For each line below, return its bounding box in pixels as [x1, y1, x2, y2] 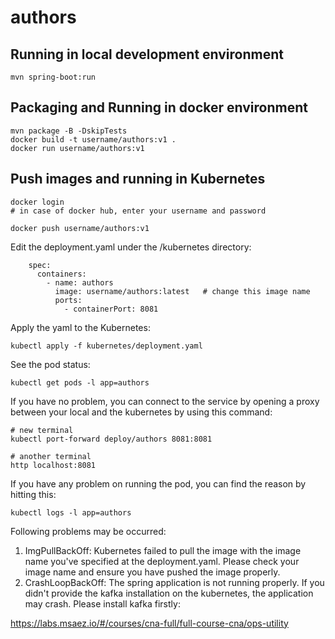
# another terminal [10, 451, 92, 461]
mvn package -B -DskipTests [10, 126, 128, 136]
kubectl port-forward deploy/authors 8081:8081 [10, 434, 213, 444]
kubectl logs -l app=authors [10, 507, 132, 518]
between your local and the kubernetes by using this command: [10, 406, 273, 418]
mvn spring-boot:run [10, 72, 97, 82]
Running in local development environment [10, 46, 284, 63]
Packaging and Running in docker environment [10, 99, 308, 116]
